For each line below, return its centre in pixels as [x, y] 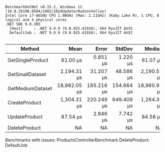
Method [30, 49]
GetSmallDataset [27, 74]
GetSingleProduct [28, 60]
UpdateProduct [25, 117]
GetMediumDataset [30, 88]
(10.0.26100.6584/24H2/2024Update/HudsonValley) [56, 11]
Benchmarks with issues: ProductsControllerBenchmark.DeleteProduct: [77, 140]
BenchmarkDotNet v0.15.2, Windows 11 [44, 7]
